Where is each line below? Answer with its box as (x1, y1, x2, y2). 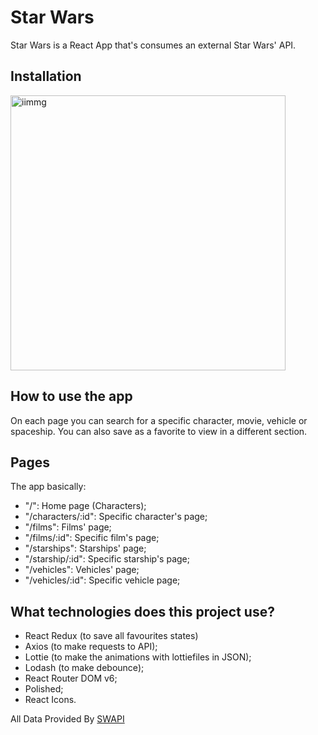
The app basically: (10, 481, 87, 493)
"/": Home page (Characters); (24, 500, 147, 512)
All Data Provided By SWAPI (10, 713, 125, 725)
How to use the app (10, 388, 133, 405)
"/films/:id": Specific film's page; (24, 532, 160, 544)
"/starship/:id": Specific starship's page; (24, 553, 190, 565)
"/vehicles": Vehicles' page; (24, 564, 140, 576)
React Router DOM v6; (24, 672, 118, 685)
